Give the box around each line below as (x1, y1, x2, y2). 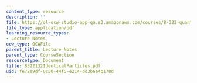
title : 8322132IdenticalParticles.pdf (6, 63, 101, 69)
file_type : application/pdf (6, 25, 75, 31)
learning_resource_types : (6, 30, 69, 36)
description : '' (6, 14, 46, 20)
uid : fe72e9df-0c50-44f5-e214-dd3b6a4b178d (6, 68, 114, 74)
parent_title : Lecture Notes (6, 47, 77, 53)
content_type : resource (6, 8, 64, 15)
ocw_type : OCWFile (6, 41, 51, 47)
